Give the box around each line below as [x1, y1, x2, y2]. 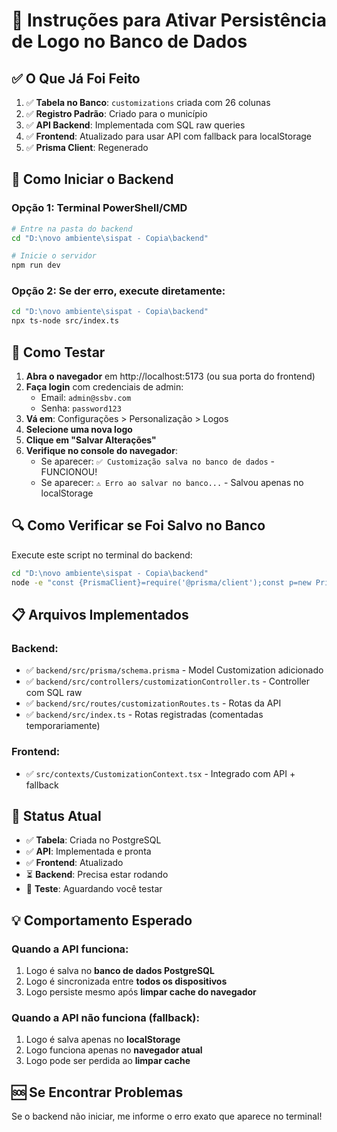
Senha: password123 [40, 402, 122, 414]
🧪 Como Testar [11, 344, 106, 361]
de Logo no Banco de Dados [11, 30, 248, 53]
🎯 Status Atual [11, 807, 102, 824]
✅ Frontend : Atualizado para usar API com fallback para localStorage [25, 130, 313, 142]
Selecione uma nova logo [25, 424, 133, 436]
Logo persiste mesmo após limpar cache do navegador [25, 986, 257, 998]
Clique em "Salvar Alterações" [25, 434, 157, 446]
